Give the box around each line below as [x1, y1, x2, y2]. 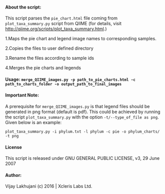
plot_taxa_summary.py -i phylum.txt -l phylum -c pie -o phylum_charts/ [5, 129, 160, 134]
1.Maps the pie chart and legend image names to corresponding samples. [5, 36, 156, 42]
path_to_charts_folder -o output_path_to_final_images [5, 81, 122, 86]
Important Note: [5, 92, 39, 98]
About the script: [5, 4, 41, 10]
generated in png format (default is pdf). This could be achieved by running [5, 109, 161, 115]
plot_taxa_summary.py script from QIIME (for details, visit [5, 21, 121, 27]
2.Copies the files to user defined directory [5, 45, 93, 51]
